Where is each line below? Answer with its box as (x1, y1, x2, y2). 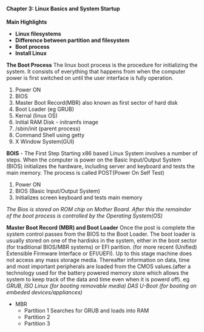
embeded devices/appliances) (6, 289, 83, 296)
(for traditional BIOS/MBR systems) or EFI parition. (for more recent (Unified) (6, 244, 197, 251)
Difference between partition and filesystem (15, 37, 129, 44)
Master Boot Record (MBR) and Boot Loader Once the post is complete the (6, 224, 195, 231)
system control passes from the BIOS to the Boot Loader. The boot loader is (6, 230, 196, 238)
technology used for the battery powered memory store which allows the (6, 269, 189, 277)
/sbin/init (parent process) (15, 125, 81, 132)
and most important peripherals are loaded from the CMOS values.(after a (6, 263, 191, 270)
